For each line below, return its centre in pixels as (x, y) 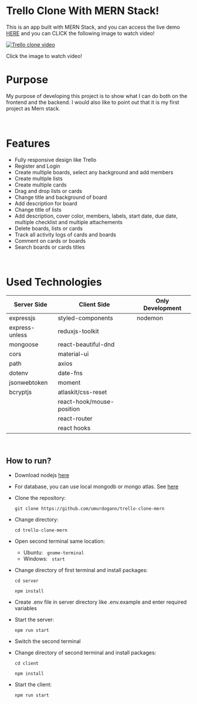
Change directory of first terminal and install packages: (81, 570)
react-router (75, 418)
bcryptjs (21, 392)
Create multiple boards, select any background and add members (94, 172)
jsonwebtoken (28, 383)
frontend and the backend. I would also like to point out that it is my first (93, 102)
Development (162, 308)
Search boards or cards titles (50, 247)
